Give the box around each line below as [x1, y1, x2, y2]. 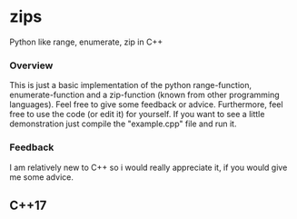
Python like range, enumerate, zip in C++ [9, 36, 163, 47]
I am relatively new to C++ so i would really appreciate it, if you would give [9, 162, 288, 173]
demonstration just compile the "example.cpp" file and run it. [9, 118, 237, 129]
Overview [9, 59, 54, 72]
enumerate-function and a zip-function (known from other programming [9, 89, 280, 101]
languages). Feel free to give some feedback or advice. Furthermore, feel [9, 99, 283, 110]
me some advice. [9, 171, 74, 183]
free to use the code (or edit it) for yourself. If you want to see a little [9, 109, 265, 120]
